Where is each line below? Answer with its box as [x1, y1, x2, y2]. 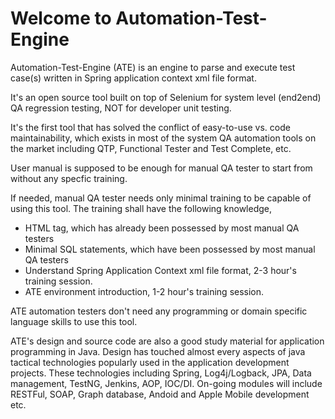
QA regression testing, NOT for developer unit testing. [10, 102, 232, 114]
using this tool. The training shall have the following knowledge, [10, 202, 273, 214]
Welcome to [10, 7, 112, 30]
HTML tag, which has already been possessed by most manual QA [24, 222, 300, 234]
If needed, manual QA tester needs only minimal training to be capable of [10, 192, 312, 204]
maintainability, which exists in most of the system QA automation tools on [10, 132, 317, 144]
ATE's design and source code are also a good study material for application [10, 335, 325, 347]
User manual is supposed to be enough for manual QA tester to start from [10, 162, 313, 174]
